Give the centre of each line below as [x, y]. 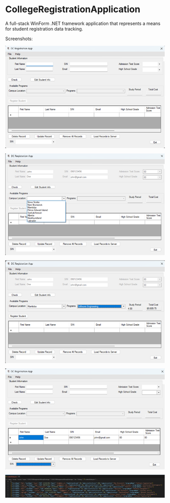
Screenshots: [19, 39]
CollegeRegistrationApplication [73, 9]
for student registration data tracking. [44, 28]
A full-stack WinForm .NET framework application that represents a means [83, 23]
